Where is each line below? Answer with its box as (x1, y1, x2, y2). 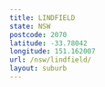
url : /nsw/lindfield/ (9, 55, 92, 64)
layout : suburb (9, 64, 68, 73)
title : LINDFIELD (9, 13, 76, 23)
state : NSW (9, 22, 51, 31)
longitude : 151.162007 (9, 47, 96, 56)
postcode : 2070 (9, 30, 68, 39)
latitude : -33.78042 (9, 38, 89, 48)
